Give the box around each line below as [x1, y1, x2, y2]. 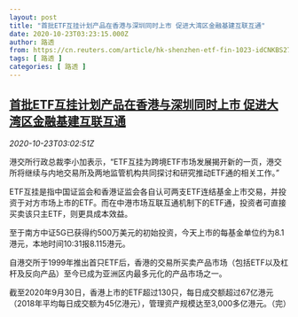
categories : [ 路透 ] [9, 63, 87, 72]
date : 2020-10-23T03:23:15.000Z [9, 29, 129, 38]
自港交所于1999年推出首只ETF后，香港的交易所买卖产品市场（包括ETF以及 [9, 257, 281, 267]
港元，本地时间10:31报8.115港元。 [9, 238, 130, 249]
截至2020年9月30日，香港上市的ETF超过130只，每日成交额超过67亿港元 [9, 287, 274, 298]
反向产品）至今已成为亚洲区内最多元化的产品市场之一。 [24, 267, 227, 279]
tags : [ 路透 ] [9, 54, 63, 63]
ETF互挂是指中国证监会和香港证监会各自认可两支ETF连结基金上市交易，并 [9, 186, 279, 197]
